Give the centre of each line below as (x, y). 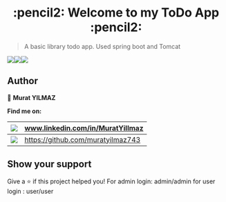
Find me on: (25, 111)
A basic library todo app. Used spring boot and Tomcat (102, 46)
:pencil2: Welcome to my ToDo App (116, 13)
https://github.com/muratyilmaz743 (83, 139)
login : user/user (30, 191)
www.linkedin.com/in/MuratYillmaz (84, 128)
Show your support (49, 164)
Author (22, 81)
